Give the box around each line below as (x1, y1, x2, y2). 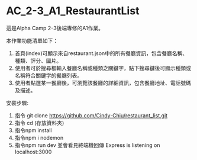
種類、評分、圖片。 (14, 57, 62, 64)
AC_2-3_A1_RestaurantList (6, 4, 140, 18)
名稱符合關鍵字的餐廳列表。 (14, 72, 83, 79)
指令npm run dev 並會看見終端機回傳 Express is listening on (14, 141, 160, 149)
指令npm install (14, 126, 52, 134)
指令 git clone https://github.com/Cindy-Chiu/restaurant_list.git (14, 111, 167, 119)
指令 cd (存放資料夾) (14, 119, 64, 126)
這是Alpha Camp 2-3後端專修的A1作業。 (6, 24, 104, 31)
